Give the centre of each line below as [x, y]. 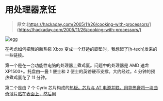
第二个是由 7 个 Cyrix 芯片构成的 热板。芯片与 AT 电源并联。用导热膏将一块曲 [81, 87]
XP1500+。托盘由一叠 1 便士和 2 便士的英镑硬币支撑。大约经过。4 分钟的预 [80, 71]
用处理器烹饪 [31, 10]
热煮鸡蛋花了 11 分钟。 [27, 77]
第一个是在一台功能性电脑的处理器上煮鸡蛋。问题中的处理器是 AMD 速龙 [77, 65]
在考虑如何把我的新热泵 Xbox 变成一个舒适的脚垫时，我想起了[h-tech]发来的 [81, 49]
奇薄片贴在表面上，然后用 [31, 94]
